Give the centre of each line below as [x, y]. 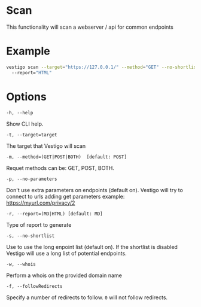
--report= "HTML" [32, 72]
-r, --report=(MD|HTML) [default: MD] [54, 214]
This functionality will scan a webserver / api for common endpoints [90, 27]
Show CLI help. [25, 124]
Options [26, 97]
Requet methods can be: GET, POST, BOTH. [60, 168]
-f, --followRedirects [34, 286]
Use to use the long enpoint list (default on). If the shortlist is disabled [92, 247]
